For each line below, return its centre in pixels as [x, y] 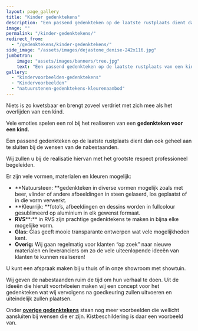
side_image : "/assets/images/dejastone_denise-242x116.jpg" [82, 50]
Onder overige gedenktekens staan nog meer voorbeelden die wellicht [93, 310]
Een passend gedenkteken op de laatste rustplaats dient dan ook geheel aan [99, 141]
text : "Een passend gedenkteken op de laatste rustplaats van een [100, 66]
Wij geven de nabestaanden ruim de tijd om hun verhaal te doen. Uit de [93, 280]
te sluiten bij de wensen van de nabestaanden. [62, 147]
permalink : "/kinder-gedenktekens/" [51, 34]
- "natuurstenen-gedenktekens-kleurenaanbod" [68, 89]
